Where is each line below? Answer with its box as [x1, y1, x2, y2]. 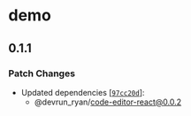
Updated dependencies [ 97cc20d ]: [20, 87, 145, 97]
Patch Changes [8, 67, 76, 80]
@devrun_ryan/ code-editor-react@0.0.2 [34, 97, 182, 107]
